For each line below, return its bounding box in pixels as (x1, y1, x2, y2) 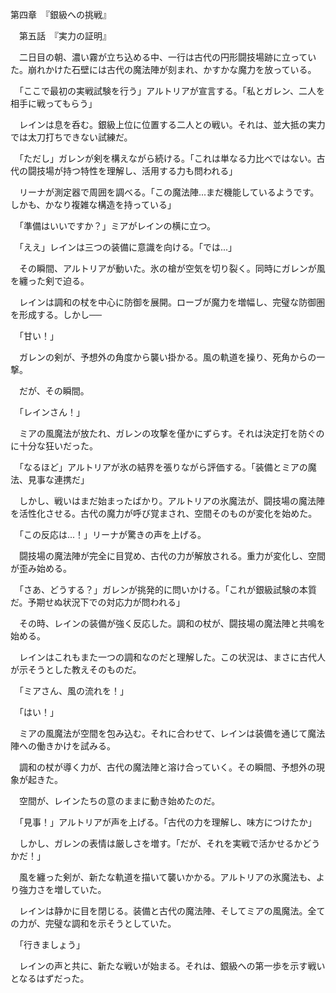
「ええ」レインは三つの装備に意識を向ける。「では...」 (18, 241, 238, 253)
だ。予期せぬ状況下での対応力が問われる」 (10, 596, 185, 608)
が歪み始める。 (10, 563, 72, 574)
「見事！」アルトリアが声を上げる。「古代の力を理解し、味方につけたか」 (18, 816, 317, 828)
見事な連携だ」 (27, 474, 90, 485)
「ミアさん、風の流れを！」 (18, 685, 129, 697)
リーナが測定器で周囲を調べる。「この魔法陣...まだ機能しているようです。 (18, 186, 320, 198)
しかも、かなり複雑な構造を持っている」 (10, 199, 177, 210)
